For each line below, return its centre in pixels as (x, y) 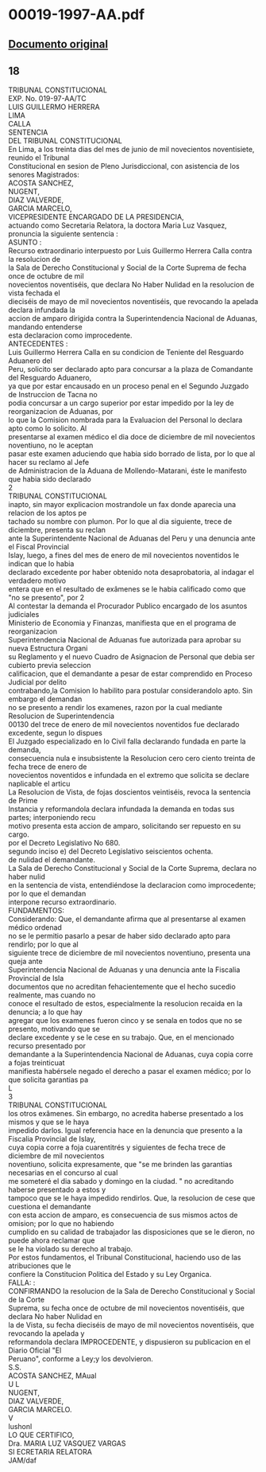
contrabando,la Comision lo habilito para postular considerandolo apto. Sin (130, 691)
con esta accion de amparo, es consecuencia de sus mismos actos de (123, 1215)
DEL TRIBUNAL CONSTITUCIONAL (66, 141)
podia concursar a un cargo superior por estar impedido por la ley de (121, 403)
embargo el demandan (45, 699)
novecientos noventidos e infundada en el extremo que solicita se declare (129, 775)
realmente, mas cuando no (52, 995)
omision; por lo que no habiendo (61, 1224)
